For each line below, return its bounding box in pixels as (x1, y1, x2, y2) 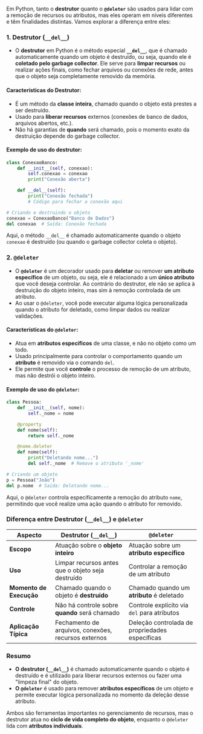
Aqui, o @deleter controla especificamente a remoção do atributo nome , (6, 493, 182, 501)
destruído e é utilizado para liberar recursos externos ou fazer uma (14, 672, 182, 679)
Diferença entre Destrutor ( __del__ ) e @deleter (6, 515, 144, 524)
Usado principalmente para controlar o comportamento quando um (14, 352, 182, 359)
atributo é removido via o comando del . (14, 359, 115, 366)
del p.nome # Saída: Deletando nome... (6, 482, 110, 489)
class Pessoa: (6, 399, 42, 405)
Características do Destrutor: (6, 86, 82, 93)
